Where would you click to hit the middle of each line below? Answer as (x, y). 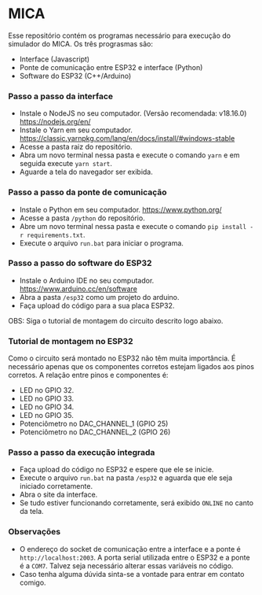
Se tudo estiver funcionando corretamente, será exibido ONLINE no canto (136, 503)
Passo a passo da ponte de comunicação (87, 192)
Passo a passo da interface (61, 96)
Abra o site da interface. (58, 495)
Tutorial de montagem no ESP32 (71, 341)
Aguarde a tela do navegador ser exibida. (86, 172)
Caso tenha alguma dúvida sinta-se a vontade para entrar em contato (132, 574)
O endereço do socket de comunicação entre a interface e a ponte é (130, 549)
